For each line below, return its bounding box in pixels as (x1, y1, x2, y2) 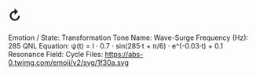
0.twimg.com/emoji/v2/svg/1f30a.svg (8, 58, 130, 67)
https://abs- (104, 49, 144, 59)
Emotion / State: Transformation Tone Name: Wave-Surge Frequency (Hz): (8, 33, 249, 42)
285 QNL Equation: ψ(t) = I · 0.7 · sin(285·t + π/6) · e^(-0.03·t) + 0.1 (8, 41, 224, 50)
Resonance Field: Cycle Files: (8, 49, 104, 59)
